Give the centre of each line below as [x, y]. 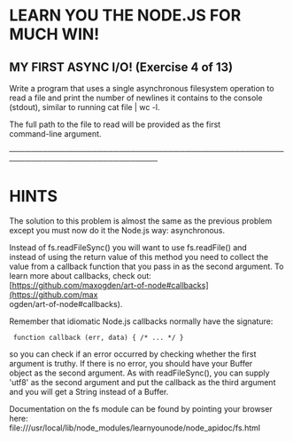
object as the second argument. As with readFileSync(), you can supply [139, 373]
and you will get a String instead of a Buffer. [89, 391]
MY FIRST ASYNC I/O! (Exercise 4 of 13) [121, 67]
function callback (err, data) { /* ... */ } [98, 337]
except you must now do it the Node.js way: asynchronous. [117, 230]
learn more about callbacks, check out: [81, 275]
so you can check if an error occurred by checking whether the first [133, 354]
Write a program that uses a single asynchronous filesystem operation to [142, 88]
